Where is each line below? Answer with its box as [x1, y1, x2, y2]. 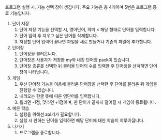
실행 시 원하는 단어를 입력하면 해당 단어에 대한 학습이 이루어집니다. [19, 118, 145, 123]
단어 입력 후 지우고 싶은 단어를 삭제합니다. [19, 33, 98, 38]
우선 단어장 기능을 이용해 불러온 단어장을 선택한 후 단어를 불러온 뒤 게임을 [19, 81, 158, 87]
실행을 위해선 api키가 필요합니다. [19, 111, 81, 117]
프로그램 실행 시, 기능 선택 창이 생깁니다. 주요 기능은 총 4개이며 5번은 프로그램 [5, 4, 152, 10]
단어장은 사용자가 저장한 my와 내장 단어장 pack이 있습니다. [19, 57, 131, 62]
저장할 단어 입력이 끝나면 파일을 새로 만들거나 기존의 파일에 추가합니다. [19, 39, 152, 45]
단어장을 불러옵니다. [19, 51, 57, 57]
